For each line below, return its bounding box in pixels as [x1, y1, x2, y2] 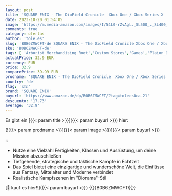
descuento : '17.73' [5, 98, 47, 103]
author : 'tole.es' [5, 36, 45, 42]
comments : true [5, 27, 38, 32]
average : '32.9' [5, 103, 40, 108]
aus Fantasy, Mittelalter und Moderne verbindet [12, 169, 113, 175]
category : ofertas [5, 31, 45, 36]
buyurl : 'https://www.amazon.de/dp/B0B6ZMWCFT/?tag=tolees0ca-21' [5, 93, 150, 99]
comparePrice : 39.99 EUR [5, 70, 58, 75]
